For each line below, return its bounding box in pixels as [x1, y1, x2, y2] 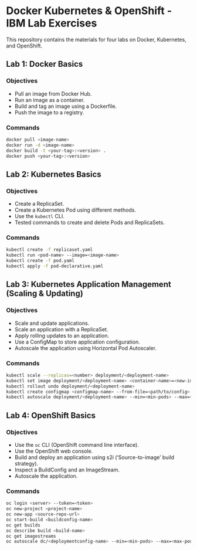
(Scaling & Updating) [6, 288, 83, 298]
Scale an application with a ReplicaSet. [14, 325, 108, 332]
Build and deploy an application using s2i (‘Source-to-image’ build [14, 453, 175, 461]
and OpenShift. [6, 42, 43, 49]
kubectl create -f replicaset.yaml [6, 247, 93, 253]
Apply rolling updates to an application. [14, 332, 110, 339]
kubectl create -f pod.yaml [6, 258, 75, 264]
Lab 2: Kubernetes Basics [6, 169, 101, 179]
